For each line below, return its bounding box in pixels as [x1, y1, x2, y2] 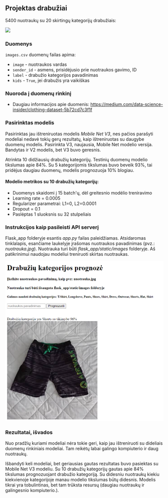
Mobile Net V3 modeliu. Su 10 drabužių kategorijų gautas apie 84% [5, 466, 144, 472]
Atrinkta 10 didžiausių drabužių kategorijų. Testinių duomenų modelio [5, 156, 148, 162]
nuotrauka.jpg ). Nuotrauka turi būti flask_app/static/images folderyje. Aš [5, 246, 155, 252]
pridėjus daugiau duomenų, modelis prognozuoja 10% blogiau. [5, 167, 134, 173]
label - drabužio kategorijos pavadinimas [12, 72, 99, 78]
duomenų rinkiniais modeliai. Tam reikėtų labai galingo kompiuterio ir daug [5, 446, 159, 452]
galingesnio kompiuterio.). [5, 487, 59, 493]
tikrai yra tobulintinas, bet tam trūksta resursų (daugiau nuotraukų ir [5, 482, 144, 488]
